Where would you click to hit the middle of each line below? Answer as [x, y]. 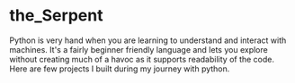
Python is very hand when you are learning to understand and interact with [148, 40]
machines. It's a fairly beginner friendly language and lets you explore [139, 49]
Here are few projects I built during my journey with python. [120, 69]
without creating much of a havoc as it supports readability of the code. [142, 59]
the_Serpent [56, 16]
